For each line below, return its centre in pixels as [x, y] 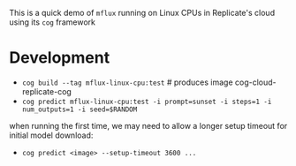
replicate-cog [47, 91]
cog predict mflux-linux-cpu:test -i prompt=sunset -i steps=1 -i [147, 102]
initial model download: [51, 135]
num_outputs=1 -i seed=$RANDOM [80, 109]
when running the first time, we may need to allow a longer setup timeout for [148, 125]
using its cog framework [52, 22]
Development [60, 58]
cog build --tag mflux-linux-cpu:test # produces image [127, 82]
